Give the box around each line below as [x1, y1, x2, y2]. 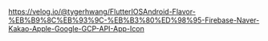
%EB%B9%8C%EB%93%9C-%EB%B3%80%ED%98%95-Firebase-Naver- [8, 15, 260, 25]
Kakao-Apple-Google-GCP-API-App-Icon [8, 24, 144, 33]
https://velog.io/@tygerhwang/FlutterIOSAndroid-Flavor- [8, 7, 197, 16]
